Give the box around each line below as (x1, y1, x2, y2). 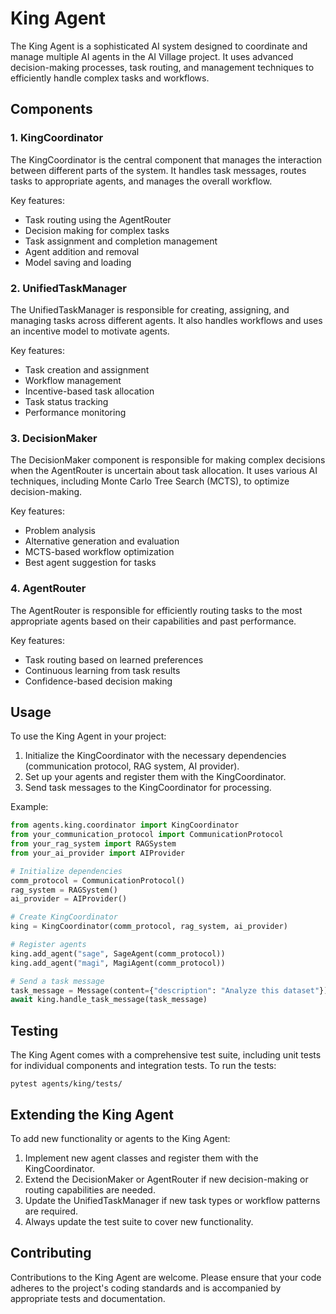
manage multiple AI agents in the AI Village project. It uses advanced (10, 50, 294, 62)
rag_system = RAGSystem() (10, 885, 118, 895)
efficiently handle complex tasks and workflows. (10, 72, 210, 84)
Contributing (10, 1245, 92, 1262)
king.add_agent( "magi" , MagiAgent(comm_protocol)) (10, 958, 226, 968)
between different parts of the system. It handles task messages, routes (10, 164, 307, 176)
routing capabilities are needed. (24, 1183, 156, 1196)
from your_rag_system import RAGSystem (10, 839, 177, 849)
